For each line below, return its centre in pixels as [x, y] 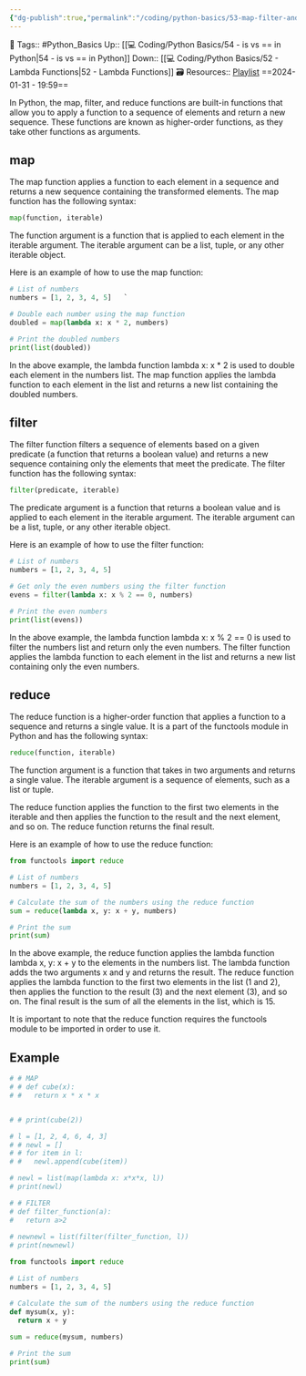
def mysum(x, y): [42, 1312]
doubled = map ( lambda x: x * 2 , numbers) [89, 323]
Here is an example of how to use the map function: [107, 272]
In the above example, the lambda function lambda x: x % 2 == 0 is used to [150, 637]
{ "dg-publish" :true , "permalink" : [73, 18]
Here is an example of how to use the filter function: [107, 545]
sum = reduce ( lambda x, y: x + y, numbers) [93, 911]
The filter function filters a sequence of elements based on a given [134, 445]
